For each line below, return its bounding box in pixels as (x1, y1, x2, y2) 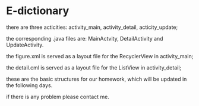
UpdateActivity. (6, 41, 44, 48)
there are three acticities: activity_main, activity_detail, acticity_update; (6, 24, 178, 31)
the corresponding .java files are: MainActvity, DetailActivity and (6, 35, 163, 42)
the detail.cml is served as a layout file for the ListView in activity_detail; (6, 64, 182, 71)
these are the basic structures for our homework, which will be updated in (6, 75, 187, 82)
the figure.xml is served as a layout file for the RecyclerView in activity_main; (6, 52, 194, 59)
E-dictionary (6, 4, 70, 18)
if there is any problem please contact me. (6, 93, 110, 100)
